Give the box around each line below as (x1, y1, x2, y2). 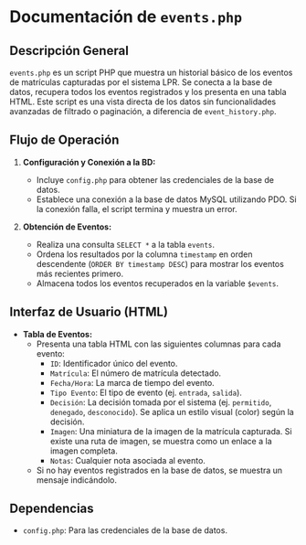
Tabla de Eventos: (22, 328, 93, 339)
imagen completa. (49, 445, 119, 456)
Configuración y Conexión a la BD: (22, 156, 156, 167)
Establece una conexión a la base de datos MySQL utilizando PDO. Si (36, 194, 297, 205)
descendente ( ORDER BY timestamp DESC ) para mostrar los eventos (36, 258, 285, 269)
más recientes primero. (36, 268, 124, 279)
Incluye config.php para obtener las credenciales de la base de (36, 174, 274, 185)
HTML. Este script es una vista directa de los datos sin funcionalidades (9, 96, 277, 107)
